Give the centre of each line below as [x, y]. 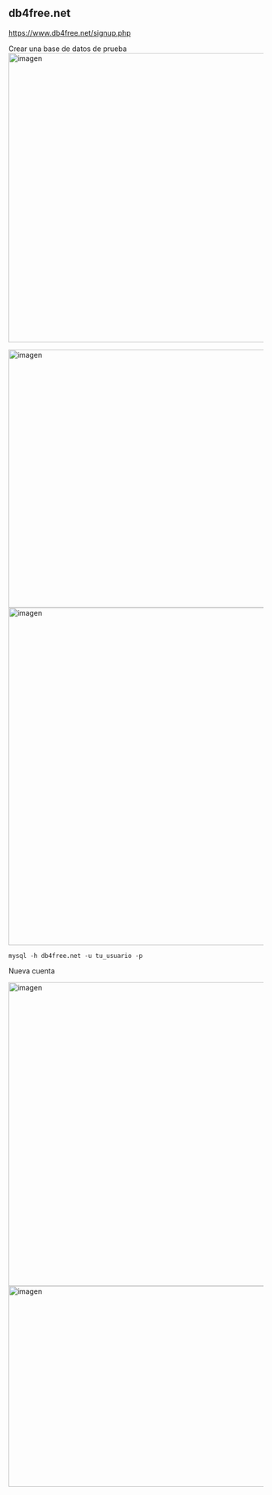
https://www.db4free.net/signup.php [70, 32]
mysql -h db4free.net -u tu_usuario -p [76, 956]
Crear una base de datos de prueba [68, 49]
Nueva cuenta [32, 971]
